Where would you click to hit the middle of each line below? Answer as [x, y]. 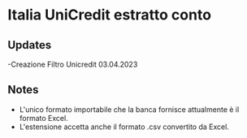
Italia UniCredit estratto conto [110, 15]
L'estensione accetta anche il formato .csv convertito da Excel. [124, 127]
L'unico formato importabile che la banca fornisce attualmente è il [129, 109]
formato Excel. [43, 118]
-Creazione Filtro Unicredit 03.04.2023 [73, 64]
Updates [30, 45]
